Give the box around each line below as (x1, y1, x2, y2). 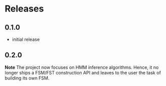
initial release (12, 36, 40, 42)
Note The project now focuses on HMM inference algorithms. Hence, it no (5, 64, 159, 70)
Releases (5, 3, 44, 15)
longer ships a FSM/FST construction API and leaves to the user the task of (5, 69, 161, 75)
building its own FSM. (5, 75, 50, 81)
